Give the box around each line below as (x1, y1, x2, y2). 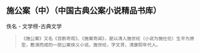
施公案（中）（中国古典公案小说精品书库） (6, 5, 161, 16)
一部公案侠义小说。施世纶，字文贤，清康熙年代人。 (53, 42, 161, 48)
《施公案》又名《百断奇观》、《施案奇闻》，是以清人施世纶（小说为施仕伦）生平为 (21, 35, 190, 42)
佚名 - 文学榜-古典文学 (6, 23, 62, 30)
